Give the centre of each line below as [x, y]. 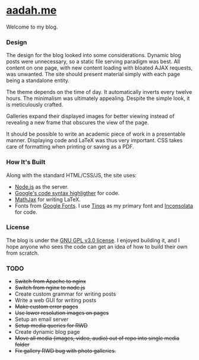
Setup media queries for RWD [51, 325]
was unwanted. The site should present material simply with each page [93, 74]
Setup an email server [42, 320]
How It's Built [26, 162]
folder [22, 345]
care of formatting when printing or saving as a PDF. [70, 147]
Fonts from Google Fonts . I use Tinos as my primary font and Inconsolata [104, 205]
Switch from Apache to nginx [50, 281]
